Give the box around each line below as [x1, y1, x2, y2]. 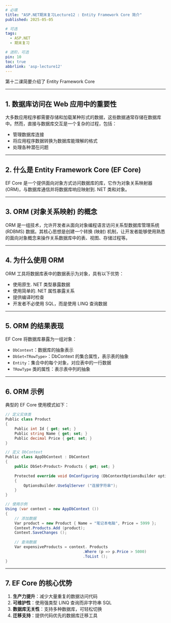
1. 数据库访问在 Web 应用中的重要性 [5, 100, 117, 108]
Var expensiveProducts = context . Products [14, 544, 108, 549]
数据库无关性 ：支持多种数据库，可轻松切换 [12, 606, 102, 612]
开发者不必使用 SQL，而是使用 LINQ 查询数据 [12, 300, 108, 306]
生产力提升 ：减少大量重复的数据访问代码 [12, 593, 98, 600]
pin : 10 [5, 54, 22, 59]
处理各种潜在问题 [12, 144, 49, 151]
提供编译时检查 [12, 294, 44, 300]
